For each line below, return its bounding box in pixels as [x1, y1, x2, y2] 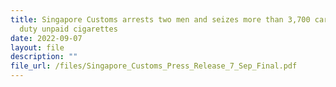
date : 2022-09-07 [10, 33, 83, 43]
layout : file [10, 42, 65, 53]
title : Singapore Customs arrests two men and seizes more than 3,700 [10, 14, 311, 25]
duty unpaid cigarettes [19, 24, 118, 34]
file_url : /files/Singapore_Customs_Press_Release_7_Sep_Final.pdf [10, 61, 298, 71]
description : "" [10, 52, 78, 62]
